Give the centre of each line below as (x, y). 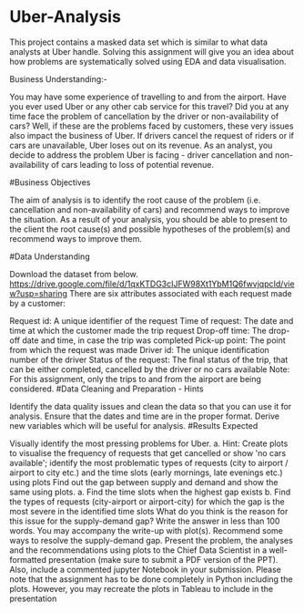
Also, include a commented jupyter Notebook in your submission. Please (146, 569)
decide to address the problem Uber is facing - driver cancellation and (141, 155)
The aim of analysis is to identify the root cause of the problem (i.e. (135, 200)
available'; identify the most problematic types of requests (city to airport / (149, 462)
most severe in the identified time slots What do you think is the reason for (149, 511)
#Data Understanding (50, 256)
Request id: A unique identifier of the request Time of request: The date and (152, 320)
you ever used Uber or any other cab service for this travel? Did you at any (149, 106)
